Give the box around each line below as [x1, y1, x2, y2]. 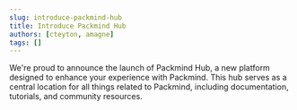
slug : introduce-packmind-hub [9, 13, 123, 22]
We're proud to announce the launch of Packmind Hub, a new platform [9, 63, 271, 73]
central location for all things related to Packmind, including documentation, [9, 81, 289, 92]
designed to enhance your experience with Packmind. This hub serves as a [9, 72, 287, 83]
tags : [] [9, 38, 42, 47]
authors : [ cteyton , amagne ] [9, 30, 115, 38]
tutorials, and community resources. [9, 91, 144, 102]
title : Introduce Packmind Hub [9, 21, 127, 30]
